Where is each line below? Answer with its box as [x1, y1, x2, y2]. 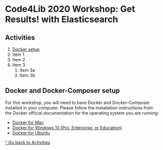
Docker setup [12, 47, 40, 52]
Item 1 [12, 51, 25, 57]
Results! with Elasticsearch [5, 14, 118, 25]
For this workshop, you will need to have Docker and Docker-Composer [5, 100, 150, 105]
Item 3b [19, 73, 35, 78]
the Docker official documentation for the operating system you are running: [5, 110, 159, 116]
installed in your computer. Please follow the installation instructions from [5, 104, 153, 111]
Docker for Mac [12, 119, 44, 125]
